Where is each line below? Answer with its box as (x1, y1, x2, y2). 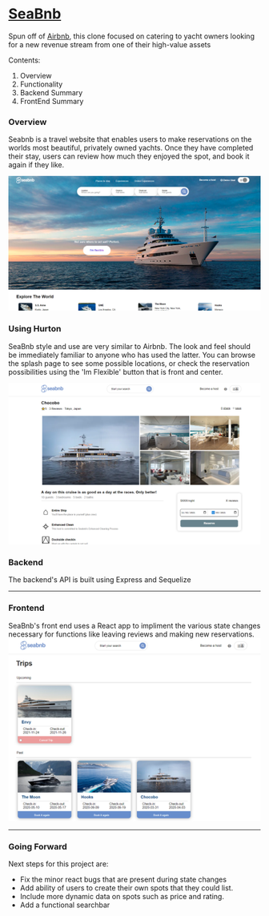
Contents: (8, 55, 41, 65)
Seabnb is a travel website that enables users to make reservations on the (8, 135, 252, 144)
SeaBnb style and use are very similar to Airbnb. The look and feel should (8, 341, 251, 351)
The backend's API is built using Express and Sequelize (8, 575, 191, 585)
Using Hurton (8, 323, 62, 335)
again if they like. (8, 160, 65, 170)
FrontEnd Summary (19, 96, 84, 106)
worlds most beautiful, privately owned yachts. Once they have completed (8, 143, 254, 153)
